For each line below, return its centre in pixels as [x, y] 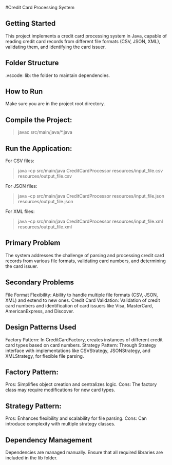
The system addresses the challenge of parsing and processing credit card [85, 255]
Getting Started [31, 23]
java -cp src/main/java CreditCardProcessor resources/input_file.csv [90, 171]
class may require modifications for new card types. [60, 390]
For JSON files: [21, 186]
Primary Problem [33, 243]
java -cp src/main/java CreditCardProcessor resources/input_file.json [91, 196]
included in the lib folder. [32, 458]
